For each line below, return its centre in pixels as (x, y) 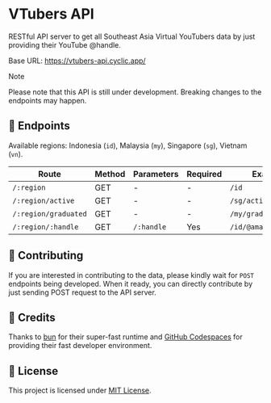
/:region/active (44, 200)
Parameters (156, 174)
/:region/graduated (50, 214)
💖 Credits (32, 317)
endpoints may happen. (48, 100)
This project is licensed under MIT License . (80, 390)
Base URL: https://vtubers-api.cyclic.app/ (77, 61)
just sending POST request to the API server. (83, 292)
